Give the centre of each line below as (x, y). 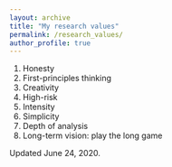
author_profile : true (50, 43)
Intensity (39, 107)
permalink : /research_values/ (67, 34)
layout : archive (40, 18)
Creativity (41, 88)
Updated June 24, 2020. (55, 153)
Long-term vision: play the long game (92, 135)
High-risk (40, 97)
